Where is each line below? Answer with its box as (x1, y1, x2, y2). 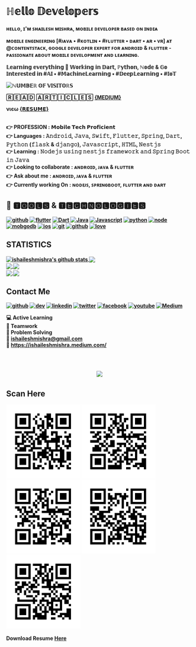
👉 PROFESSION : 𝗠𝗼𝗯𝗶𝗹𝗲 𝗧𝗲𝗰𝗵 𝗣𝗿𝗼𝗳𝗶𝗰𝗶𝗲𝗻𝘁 (6, 123, 115, 130)
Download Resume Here (6, 635, 67, 642)
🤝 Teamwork (6, 323, 38, 330)
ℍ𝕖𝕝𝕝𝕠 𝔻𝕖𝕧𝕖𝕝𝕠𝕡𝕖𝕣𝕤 (6, 5, 99, 18)
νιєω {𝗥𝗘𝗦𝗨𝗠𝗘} (6, 105, 49, 112)
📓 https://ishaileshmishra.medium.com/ (6, 342, 107, 349)
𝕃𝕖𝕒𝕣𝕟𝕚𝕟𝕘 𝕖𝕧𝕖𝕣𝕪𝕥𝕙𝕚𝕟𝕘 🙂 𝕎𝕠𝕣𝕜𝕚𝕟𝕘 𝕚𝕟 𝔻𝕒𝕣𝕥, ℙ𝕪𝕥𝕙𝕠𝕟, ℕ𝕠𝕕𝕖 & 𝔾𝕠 (6, 63, 168, 70)
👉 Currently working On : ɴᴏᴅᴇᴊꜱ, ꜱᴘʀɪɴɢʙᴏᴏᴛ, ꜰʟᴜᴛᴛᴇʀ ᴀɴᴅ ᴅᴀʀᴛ (6, 181, 166, 188)
